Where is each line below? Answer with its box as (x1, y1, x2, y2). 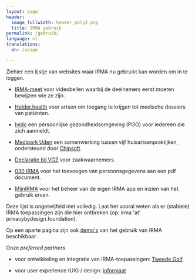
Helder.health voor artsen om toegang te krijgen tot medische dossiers (14, 103, 186, 110)
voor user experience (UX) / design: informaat (14, 266, 126, 274)
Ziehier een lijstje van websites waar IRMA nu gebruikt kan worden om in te (6, 68, 188, 75)
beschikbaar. (6, 232, 38, 239)
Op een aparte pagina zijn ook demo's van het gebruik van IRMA (6, 227, 163, 234)
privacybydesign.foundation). (6, 215, 78, 222)
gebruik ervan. (14, 191, 51, 198)
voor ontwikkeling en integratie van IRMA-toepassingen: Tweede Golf (14, 255, 183, 262)
